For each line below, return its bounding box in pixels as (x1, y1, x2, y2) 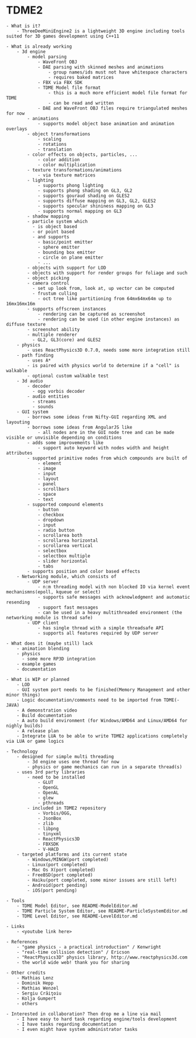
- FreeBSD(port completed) (27, 872, 93, 878)
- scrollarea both (37, 532, 83, 538)
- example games (16, 661, 57, 667)
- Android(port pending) (27, 882, 88, 888)
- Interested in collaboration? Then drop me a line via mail (6, 1011, 161, 1017)
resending (6, 599, 31, 605)
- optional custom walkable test (27, 373, 109, 379)
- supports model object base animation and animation (37, 121, 175, 126)
